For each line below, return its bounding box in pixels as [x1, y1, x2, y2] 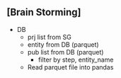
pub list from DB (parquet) [27, 48, 104, 56]
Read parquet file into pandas [27, 62, 114, 71]
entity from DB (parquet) [27, 40, 100, 49]
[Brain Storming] [6, 6, 81, 18]
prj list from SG [27, 33, 71, 41]
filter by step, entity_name [38, 55, 114, 64]
